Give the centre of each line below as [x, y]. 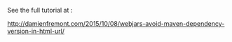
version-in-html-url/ [36, 31]
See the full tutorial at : [40, 10]
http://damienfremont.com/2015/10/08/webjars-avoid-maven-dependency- [116, 23]
